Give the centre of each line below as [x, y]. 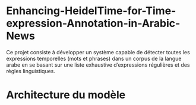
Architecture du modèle [66, 95]
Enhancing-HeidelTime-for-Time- [91, 11]
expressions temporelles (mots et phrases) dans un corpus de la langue [94, 58]
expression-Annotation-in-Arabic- [93, 23]
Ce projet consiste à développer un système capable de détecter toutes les [98, 52]
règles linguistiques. [31, 71]
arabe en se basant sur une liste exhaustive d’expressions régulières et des [98, 65]
